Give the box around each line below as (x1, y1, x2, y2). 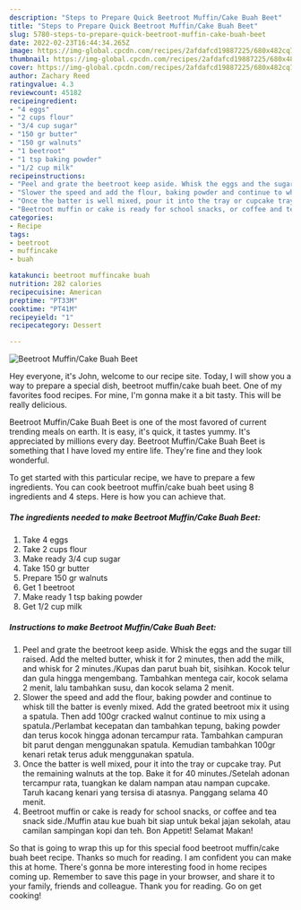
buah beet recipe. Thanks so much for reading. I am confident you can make (9, 853, 292, 863)
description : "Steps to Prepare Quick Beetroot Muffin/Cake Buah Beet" (9, 13, 282, 22)
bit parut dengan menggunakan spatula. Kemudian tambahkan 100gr (21, 740, 276, 750)
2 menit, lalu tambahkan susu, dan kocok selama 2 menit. (21, 682, 235, 693)
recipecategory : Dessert (9, 321, 102, 330)
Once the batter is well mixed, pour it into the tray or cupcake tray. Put (21, 758, 281, 769)
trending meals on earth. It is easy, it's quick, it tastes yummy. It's (9, 427, 251, 438)
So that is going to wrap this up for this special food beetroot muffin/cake (9, 843, 279, 854)
